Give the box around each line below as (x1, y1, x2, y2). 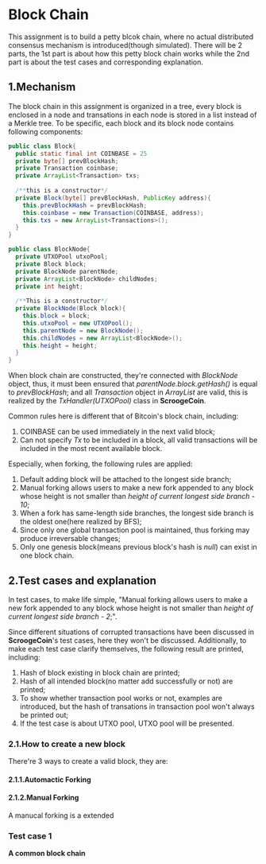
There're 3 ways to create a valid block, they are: (8, 757, 168, 766)
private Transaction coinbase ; (15, 165, 119, 173)
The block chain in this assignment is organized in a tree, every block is (8, 101, 242, 111)
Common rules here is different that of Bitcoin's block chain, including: (8, 411, 239, 421)
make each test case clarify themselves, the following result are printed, (8, 644, 244, 653)
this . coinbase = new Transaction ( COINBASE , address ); (22, 208, 204, 216)
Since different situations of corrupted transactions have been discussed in (8, 627, 255, 636)
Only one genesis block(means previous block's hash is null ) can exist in (19, 543, 258, 552)
